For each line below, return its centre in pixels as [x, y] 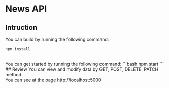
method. [14, 74]
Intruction [21, 28]
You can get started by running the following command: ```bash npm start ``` [84, 64]
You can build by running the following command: [57, 39]
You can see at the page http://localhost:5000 [53, 80]
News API [26, 9]
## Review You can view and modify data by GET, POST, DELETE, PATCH [82, 69]
